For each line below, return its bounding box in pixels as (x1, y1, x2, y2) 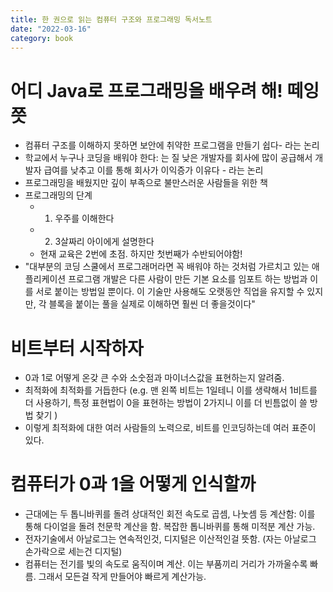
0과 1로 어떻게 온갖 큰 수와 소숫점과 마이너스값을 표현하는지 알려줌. (24, 372, 285, 384)
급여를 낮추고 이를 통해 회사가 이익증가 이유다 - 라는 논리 (43, 164, 264, 176)
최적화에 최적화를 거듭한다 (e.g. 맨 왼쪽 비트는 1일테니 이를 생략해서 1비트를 (24, 384, 318, 396)
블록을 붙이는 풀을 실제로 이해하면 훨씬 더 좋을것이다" (48, 298, 256, 310)
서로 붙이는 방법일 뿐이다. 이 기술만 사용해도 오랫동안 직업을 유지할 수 (35, 286, 305, 298)
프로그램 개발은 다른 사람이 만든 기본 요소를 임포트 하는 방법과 (68, 273, 308, 285)
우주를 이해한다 (54, 212, 115, 225)
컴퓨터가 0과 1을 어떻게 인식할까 (10, 473, 257, 496)
